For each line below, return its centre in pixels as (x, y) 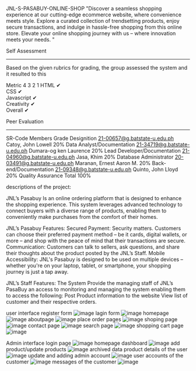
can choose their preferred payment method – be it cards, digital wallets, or (97, 234)
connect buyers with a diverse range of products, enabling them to (86, 211)
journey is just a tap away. (37, 272)
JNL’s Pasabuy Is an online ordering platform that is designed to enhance (94, 198)
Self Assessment (26, 51)
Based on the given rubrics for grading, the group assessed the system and (97, 68)
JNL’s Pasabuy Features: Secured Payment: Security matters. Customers (94, 228)
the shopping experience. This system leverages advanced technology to (94, 205)
